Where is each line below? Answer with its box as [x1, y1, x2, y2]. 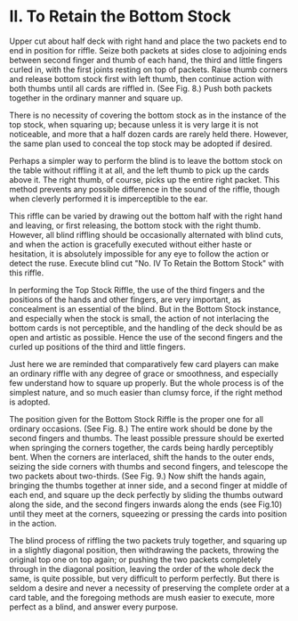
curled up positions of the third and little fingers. [9, 341, 186, 352]
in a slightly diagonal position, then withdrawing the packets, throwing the [9, 544, 279, 555]
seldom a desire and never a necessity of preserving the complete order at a [9, 582, 290, 593]
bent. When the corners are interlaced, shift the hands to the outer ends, [9, 452, 275, 462]
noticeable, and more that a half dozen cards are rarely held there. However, [9, 128, 289, 139]
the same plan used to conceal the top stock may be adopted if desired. [9, 138, 273, 149]
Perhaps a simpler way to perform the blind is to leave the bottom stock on [9, 155, 283, 166]
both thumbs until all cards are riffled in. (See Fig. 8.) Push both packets [9, 83, 273, 94]
